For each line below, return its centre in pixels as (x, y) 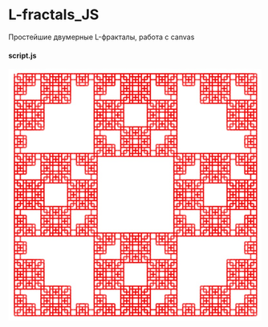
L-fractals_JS (54, 15)
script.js (22, 55)
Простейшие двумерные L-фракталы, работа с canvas (102, 37)
